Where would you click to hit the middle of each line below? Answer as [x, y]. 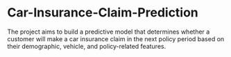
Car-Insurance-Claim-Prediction [103, 13]
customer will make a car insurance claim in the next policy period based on [116, 38]
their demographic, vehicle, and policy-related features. [87, 46]
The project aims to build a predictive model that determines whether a [109, 32]
